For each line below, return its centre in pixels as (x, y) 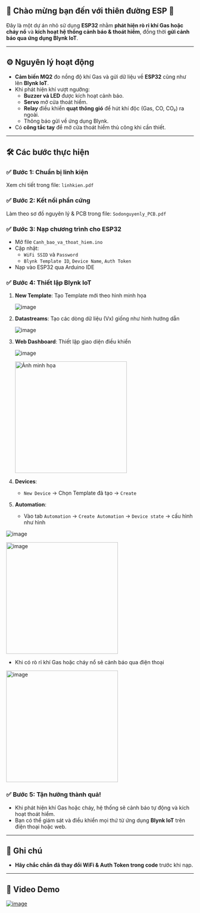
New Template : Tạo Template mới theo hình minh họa (81, 296)
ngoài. (32, 114)
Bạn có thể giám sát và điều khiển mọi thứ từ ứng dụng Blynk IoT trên (100, 820)
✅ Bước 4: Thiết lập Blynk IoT (49, 282)
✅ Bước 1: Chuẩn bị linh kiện (47, 172)
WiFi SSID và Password (51, 254)
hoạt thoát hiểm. (35, 814)
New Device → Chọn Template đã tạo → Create (80, 493)
